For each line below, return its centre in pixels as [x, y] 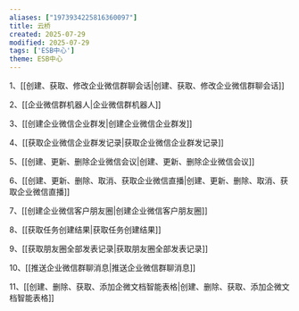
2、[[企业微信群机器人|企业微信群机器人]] [85, 105]
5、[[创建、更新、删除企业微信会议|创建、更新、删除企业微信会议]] [132, 161]
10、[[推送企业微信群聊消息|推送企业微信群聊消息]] [103, 268]
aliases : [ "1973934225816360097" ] [74, 17]
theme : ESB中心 [36, 59]
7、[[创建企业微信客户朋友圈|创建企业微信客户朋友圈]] [108, 210]
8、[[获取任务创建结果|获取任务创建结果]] [85, 230]
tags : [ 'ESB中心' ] [42, 51]
